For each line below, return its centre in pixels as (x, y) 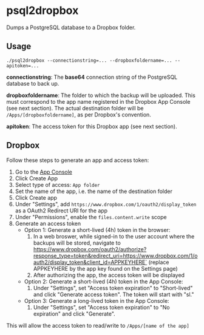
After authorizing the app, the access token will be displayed (109, 275)
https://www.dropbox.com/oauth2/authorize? (90, 249)
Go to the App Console (44, 172)
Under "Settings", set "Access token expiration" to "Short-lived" (113, 288)
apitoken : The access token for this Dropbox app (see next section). (92, 126)
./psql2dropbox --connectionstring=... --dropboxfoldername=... (89, 60)
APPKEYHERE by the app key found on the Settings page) (105, 268)
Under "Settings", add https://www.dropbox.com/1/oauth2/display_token (106, 204)
